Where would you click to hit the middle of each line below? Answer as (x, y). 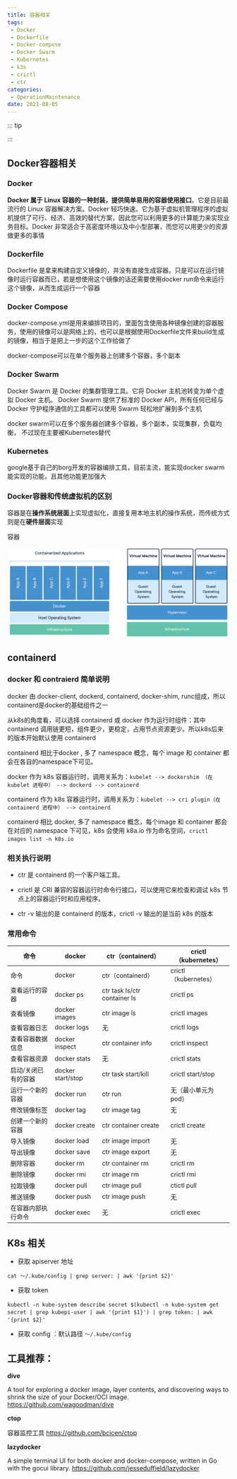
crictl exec (186, 1212)
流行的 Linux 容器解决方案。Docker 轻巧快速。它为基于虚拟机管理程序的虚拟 (118, 209)
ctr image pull (122, 1186)
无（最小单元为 (192, 1089)
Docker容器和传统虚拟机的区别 (60, 496)
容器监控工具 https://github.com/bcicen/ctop (72, 1433)
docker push (73, 1197)
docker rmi (70, 1174)
